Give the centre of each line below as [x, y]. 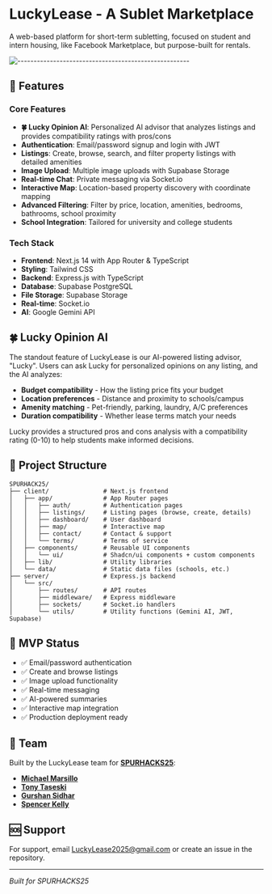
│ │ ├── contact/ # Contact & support [91, 534]
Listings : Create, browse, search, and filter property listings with [128, 153]
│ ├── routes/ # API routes [78, 590]
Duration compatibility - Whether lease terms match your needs [128, 415]
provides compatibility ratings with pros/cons [96, 136]
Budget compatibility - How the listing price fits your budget [122, 390]
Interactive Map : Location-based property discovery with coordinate [136, 188]
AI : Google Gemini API [58, 311]
